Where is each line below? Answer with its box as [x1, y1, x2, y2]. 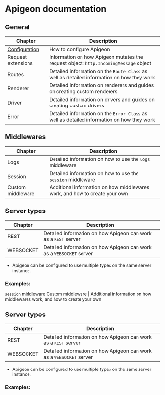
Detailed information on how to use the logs [49, 156, 150, 162]
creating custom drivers [49, 102, 105, 109]
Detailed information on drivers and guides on [49, 96, 155, 103]
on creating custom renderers [49, 88, 118, 95]
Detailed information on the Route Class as [49, 68, 148, 75]
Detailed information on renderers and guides [49, 82, 154, 89]
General [5, 23, 30, 31]
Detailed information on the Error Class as [49, 110, 148, 117]
